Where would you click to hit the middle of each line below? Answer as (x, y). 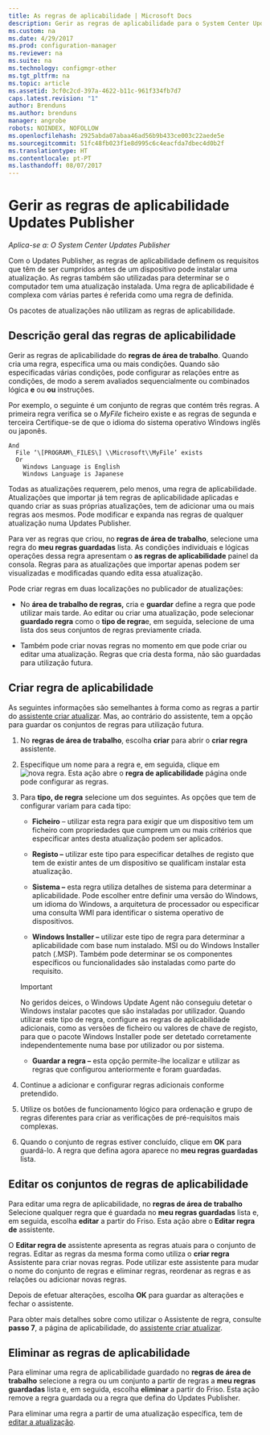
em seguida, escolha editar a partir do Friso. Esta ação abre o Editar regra (132, 1221)
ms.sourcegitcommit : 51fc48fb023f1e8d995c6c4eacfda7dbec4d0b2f (117, 143)
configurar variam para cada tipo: (75, 805)
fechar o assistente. (41, 1304)
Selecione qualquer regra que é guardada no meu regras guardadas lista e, (134, 1212)
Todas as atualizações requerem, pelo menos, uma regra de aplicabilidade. (133, 489)
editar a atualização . (42, 1422)
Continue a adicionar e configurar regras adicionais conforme (122, 1084)
